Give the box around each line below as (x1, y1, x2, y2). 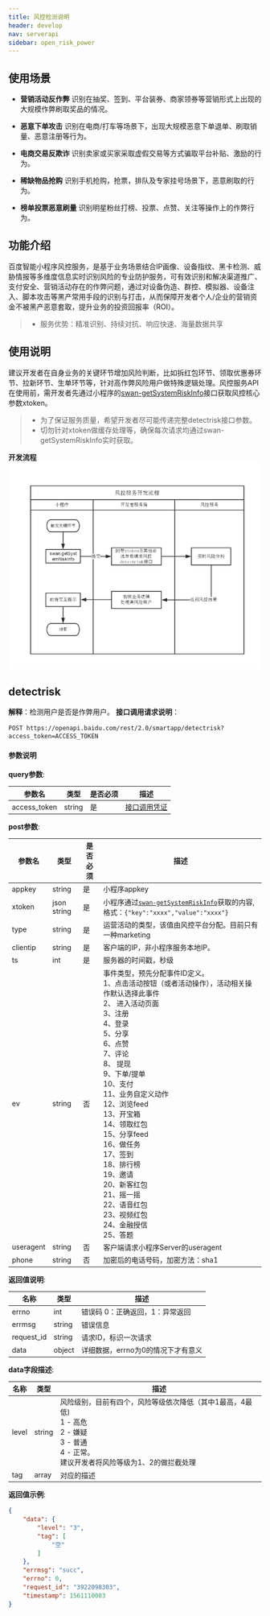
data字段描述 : (8, 1365, 55, 1374)
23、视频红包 (103, 1209, 148, 1219)
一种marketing (103, 930, 151, 940)
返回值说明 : (8, 1275, 47, 1284)
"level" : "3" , (37, 1523, 84, 1531)
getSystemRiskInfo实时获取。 (39, 435, 138, 444)
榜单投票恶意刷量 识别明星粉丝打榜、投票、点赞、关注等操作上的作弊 (19, 203, 247, 213)
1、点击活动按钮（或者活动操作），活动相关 (103, 978, 245, 988)
